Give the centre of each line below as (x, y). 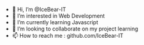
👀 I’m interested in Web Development (58, 16)
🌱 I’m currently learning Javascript (55, 22)
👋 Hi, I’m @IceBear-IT (39, 9)
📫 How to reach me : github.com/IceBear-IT (67, 36)
